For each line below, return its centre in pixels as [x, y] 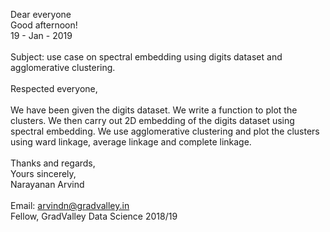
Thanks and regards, [53, 163]
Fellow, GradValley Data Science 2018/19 [94, 216]
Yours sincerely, [43, 173]
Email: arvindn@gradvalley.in [70, 205]
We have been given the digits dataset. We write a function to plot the [154, 110]
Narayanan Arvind [47, 184]
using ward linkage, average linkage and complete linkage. [131, 142]
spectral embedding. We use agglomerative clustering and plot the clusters [165, 131]
